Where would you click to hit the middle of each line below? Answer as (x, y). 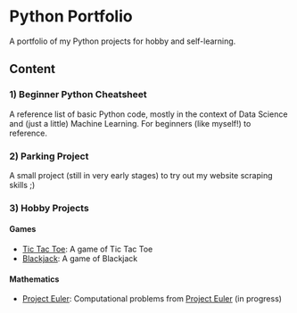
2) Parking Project (49, 156)
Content (33, 69)
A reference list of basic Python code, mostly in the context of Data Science (148, 114)
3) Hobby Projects (49, 208)
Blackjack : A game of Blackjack (80, 259)
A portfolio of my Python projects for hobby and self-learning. (123, 41)
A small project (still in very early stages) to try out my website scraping (141, 175)
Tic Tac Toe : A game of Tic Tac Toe (87, 249)
